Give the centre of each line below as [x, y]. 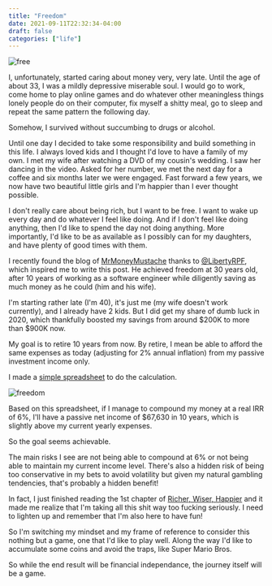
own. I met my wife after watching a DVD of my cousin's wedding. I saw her [135, 161]
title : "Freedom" [38, 16]
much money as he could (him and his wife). [82, 287]
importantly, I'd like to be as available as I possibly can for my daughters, [130, 237]
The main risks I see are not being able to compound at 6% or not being [129, 457]
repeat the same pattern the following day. [79, 112]
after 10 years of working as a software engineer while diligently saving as [132, 278]
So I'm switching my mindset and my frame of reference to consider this [129, 532]
